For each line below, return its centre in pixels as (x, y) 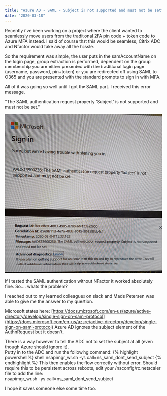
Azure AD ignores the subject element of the (100, 327)
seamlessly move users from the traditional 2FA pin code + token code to (80, 36)
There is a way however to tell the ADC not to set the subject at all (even (79, 342)
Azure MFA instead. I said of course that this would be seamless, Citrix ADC (83, 41)
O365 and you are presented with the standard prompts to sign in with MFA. (83, 77)
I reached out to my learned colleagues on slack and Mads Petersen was (80, 296)
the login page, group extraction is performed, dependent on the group (78, 61)
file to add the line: (24, 373)
